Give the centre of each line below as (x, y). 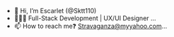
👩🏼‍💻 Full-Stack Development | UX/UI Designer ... (85, 18)
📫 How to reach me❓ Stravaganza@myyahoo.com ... (91, 26)
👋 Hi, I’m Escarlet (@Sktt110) (55, 11)
